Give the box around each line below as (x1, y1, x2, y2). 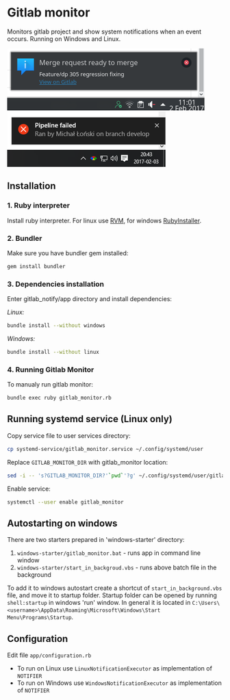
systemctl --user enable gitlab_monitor (7, 498, 125, 506)
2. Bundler (7, 233, 42, 243)
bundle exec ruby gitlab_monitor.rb (7, 395, 112, 402)
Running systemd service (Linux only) (7, 413, 173, 425)
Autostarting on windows (7, 517, 118, 529)
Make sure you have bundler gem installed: (7, 248, 129, 257)
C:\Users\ (192, 600, 220, 607)
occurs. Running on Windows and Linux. (7, 34, 121, 42)
